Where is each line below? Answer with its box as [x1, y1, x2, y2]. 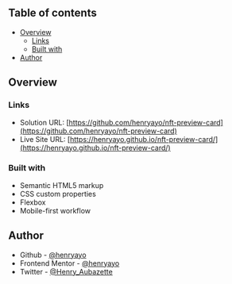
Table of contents [8, 6, 97, 20]
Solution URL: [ [19, 117, 69, 127]
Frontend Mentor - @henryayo [19, 258, 120, 268]
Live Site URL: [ [19, 134, 71, 144]
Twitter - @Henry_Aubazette [19, 267, 113, 276]
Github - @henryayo [19, 250, 87, 259]
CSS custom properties [19, 189, 97, 198]
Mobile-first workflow [19, 205, 91, 215]
